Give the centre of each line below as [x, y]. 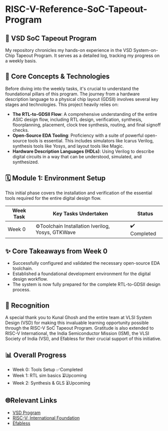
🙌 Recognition [27, 305]
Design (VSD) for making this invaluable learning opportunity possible [77, 323]
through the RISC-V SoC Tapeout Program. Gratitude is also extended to [79, 328]
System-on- [146, 50]
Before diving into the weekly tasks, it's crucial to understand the [72, 88]
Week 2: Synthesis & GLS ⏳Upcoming [51, 383]
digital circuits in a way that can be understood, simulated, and [77, 156]
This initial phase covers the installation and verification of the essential [79, 193]
